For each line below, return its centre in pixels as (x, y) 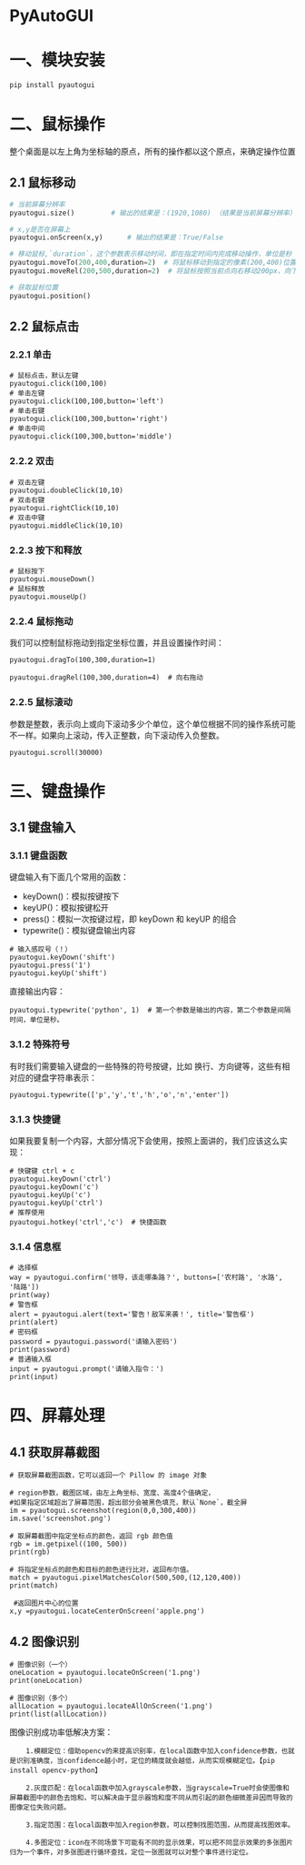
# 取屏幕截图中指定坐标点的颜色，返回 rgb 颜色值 (91, 1537)
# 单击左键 (27, 393)
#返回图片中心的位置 (46, 1603)
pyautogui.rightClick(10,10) (64, 508)
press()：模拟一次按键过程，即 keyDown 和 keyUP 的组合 (129, 919)
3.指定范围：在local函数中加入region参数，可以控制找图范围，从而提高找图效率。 (160, 1825)
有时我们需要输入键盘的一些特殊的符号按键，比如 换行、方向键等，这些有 (146, 1066)
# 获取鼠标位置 (34, 287)
